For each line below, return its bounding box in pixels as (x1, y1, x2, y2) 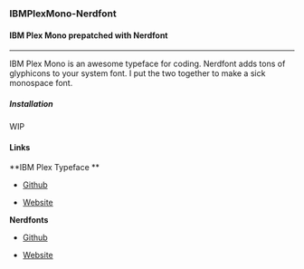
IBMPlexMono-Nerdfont (9, 7, 117, 20)
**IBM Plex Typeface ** (9, 162, 100, 173)
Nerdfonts (9, 215, 49, 226)
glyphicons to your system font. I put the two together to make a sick (9, 68, 266, 79)
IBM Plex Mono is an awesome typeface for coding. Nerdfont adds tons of (9, 58, 286, 70)
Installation (9, 98, 53, 109)
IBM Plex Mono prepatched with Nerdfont (9, 30, 168, 41)
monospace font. (9, 78, 73, 89)
